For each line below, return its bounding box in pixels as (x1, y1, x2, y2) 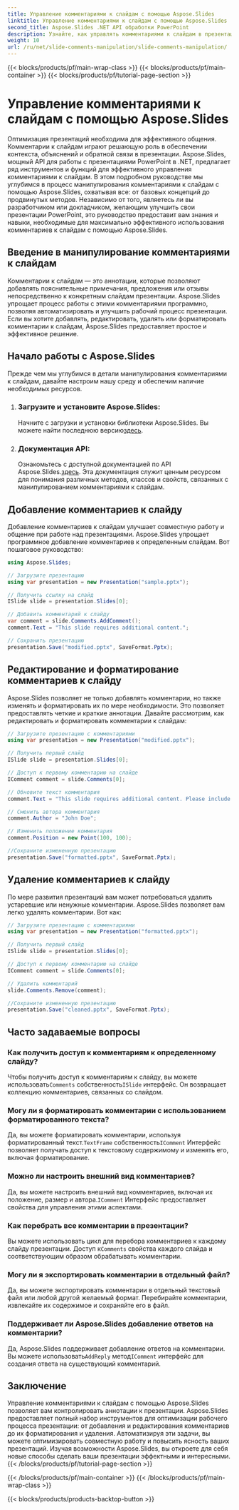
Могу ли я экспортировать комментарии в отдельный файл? (7, 1269, 230, 1279)
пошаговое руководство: (7, 545, 84, 553)
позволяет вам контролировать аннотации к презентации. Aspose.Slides (7, 1406, 229, 1415)
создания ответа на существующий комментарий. (7, 1359, 161, 1368)
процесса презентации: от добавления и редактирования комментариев (7, 1421, 230, 1430)
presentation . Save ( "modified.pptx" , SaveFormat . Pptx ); (7, 643, 174, 650)
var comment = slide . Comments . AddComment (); (7, 618, 142, 625)
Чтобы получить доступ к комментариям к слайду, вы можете (7, 1072, 198, 1082)
